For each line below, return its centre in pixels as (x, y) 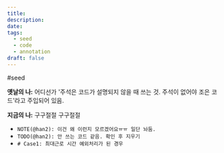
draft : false (26, 58)
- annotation (32, 52)
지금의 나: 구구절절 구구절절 (44, 115)
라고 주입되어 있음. (40, 100)
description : (26, 20)
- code (23, 45)
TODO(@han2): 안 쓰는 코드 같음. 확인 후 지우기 (79, 137)
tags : (15, 33)
